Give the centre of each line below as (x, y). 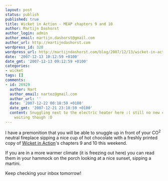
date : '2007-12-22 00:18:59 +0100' (47, 104)
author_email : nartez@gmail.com (43, 94)
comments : (15, 80)
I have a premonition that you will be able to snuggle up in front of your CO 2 (83, 132)
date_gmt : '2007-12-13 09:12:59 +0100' (47, 61)
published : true (22, 19)
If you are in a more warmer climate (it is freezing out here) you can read (80, 153)
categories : (17, 66)
